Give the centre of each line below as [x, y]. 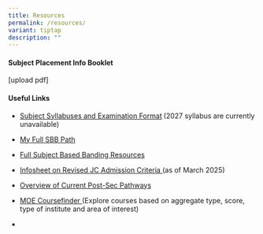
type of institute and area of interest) [79, 209]
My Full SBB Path [48, 139]
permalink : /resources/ [47, 23]
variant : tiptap [35, 30]
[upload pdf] [28, 80]
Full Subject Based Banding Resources [82, 154]
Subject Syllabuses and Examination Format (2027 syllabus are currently [137, 116]
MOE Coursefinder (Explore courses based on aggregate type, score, [132, 200]
